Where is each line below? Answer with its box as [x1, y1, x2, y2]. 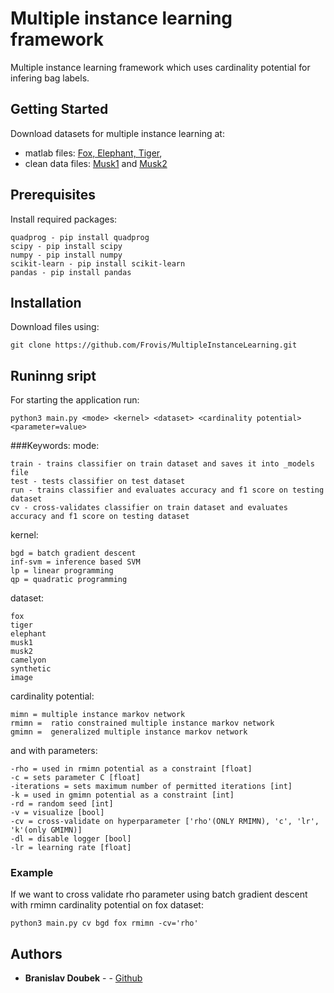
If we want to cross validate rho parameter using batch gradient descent [10, 888, 308, 901]
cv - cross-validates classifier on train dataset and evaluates [10, 503, 288, 513]
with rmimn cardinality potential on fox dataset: [10, 899, 204, 911]
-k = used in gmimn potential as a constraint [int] [10, 790, 235, 801]
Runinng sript [10, 367, 97, 384]
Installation [10, 294, 82, 311]
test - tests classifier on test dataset [10, 477, 186, 487]
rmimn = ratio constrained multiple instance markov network [10, 718, 275, 729]
